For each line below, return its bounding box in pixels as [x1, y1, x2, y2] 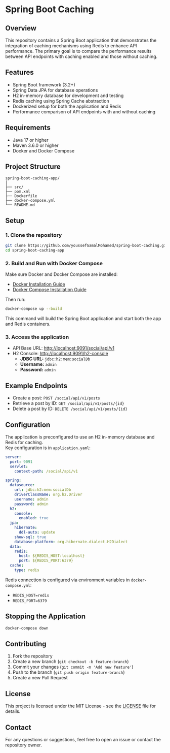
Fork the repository [12, 653, 53, 659]
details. [5, 708, 21, 714]
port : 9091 [10, 459, 33, 464]
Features [5, 68, 34, 77]
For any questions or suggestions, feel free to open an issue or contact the [5, 737, 161, 743]
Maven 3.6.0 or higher [12, 142, 59, 148]
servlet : [10, 464, 28, 469]
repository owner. [5, 742, 42, 748]
